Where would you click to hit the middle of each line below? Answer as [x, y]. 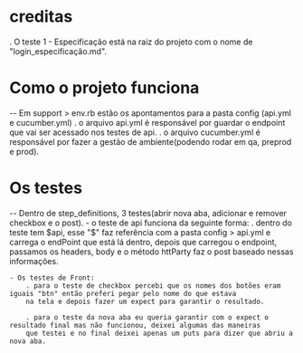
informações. [34, 261]
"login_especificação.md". [58, 51]
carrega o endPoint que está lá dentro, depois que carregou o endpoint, [143, 242]
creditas [41, 17]
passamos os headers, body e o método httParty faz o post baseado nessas [151, 252]
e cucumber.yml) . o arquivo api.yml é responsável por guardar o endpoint [147, 122]
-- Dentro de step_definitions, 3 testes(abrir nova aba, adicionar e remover [148, 213]
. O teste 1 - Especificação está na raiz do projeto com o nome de [131, 42]
